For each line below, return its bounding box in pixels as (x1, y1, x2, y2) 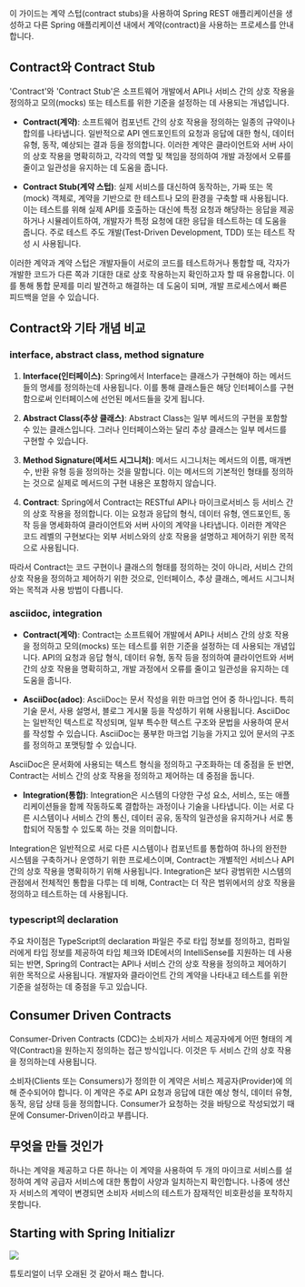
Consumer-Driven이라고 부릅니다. (25, 1109, 149, 1121)
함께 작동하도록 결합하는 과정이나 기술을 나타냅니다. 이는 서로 (69, 800, 285, 811)
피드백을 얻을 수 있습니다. (9, 291, 100, 302)
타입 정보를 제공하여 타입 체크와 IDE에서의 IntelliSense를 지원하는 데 (33, 947, 276, 958)
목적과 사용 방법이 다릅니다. (25, 584, 124, 595)
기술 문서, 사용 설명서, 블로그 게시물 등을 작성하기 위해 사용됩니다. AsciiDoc (22, 705, 290, 716)
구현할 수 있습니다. (22, 435, 89, 446)
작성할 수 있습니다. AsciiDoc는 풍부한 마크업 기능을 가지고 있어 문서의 (32, 728, 279, 739)
